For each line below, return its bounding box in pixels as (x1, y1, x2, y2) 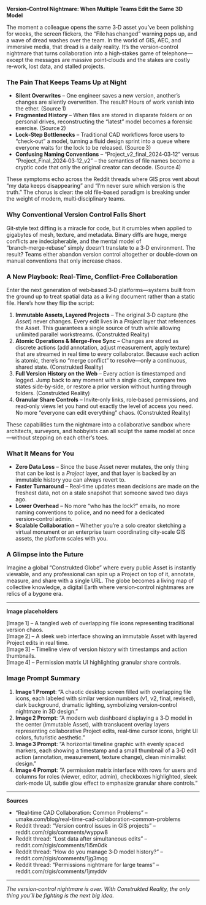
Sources (6, 797, 29, 804)
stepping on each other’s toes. (31, 434, 109, 441)
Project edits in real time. (6, 639, 69, 647)
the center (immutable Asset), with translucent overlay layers (15, 720, 170, 728)
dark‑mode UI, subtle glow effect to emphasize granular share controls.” (15, 779, 198, 787)
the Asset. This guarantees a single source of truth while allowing (15, 324, 181, 331)
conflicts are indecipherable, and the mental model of (6, 237, 142, 245)
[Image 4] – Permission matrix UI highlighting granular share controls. (6, 659, 181, 666)
